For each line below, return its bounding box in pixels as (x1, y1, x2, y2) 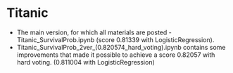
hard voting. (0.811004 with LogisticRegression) (16, 58, 156, 66)
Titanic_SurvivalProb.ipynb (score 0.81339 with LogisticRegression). (16, 35, 215, 44)
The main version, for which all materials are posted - (16, 28, 172, 36)
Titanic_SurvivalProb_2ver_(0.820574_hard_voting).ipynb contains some (16, 43, 226, 51)
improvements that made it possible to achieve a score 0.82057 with (16, 51, 215, 59)
